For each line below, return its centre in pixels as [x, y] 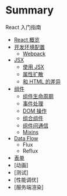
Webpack [34, 53]
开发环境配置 [29, 47]
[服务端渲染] [29, 187]
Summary [29, 10]
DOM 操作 [35, 111]
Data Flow [26, 138]
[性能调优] [26, 180]
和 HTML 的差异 [42, 81]
